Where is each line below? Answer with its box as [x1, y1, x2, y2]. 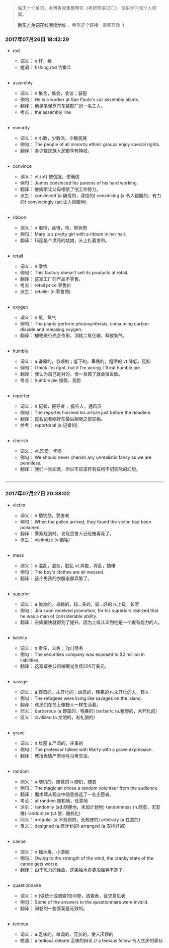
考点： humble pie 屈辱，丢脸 [20, 377, 81, 384]
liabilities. [20, 657, 40, 663]
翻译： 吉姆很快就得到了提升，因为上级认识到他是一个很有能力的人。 [20, 619, 162, 625]
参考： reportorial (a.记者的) [20, 422, 78, 429]
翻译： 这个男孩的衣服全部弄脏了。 [20, 575, 92, 581]
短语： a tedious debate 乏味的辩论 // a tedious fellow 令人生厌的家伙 [20, 937, 163, 943]
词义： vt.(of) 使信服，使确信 [20, 174, 79, 180]
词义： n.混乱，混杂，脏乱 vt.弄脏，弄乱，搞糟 [20, 562, 116, 568]
